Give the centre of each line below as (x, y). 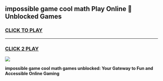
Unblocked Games (33, 17)
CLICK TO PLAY (24, 31)
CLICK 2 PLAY (22, 49)
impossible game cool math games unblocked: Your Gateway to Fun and (79, 68)
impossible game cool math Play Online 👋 (69, 9)
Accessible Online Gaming (32, 73)
